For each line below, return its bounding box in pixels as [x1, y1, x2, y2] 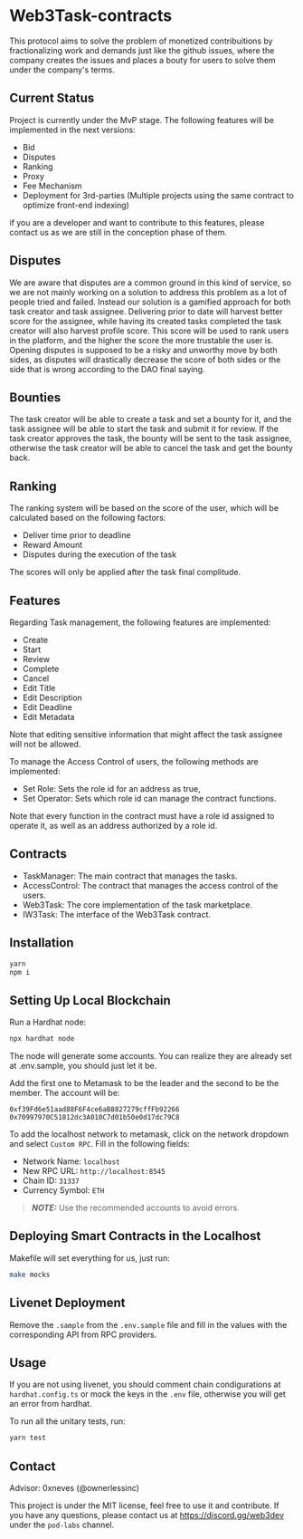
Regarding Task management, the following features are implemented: [9, 617, 271, 628]
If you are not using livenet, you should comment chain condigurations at [9, 1379, 281, 1390]
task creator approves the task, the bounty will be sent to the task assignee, [9, 433, 292, 444]
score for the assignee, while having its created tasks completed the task [9, 315, 282, 326]
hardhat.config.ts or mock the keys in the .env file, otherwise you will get [9, 1389, 287, 1400]
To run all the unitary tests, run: [9, 1416, 126, 1427]
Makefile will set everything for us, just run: [9, 1252, 170, 1264]
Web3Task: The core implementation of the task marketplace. [22, 899, 253, 910]
